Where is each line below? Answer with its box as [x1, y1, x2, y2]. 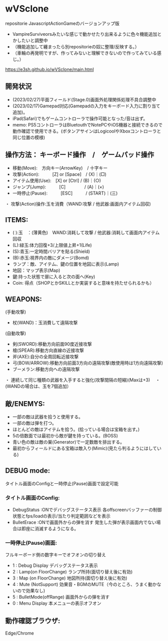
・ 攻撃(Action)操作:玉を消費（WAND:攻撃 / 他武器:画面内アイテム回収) [5, 201, 151, 207]
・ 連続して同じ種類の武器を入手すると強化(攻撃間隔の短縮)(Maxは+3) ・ [5, 377, 160, 383]
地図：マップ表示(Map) [12, 268, 61, 274]
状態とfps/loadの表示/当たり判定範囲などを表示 [12, 513, 111, 519]
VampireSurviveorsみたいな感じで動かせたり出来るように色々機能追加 [12, 31, 157, 37]
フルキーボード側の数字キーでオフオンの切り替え [5, 552, 106, 558]
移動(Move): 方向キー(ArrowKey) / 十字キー [12, 165, 108, 171]
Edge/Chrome [5, 630, 34, 636]
